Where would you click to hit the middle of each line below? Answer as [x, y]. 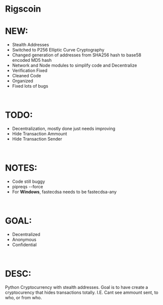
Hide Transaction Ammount [39, 134]
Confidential [24, 245]
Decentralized [26, 234]
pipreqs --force [27, 187]
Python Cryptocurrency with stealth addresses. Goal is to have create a [77, 287]
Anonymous [24, 239]
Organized [22, 81]
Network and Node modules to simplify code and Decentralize [74, 65]
